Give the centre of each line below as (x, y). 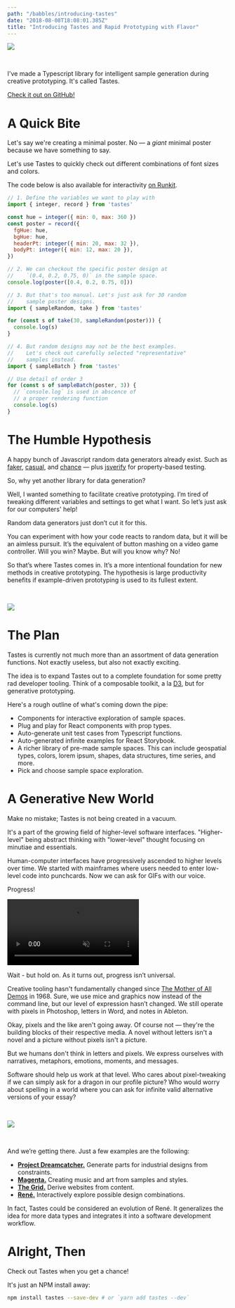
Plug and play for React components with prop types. (94, 725)
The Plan (33, 635)
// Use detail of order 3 (45, 379)
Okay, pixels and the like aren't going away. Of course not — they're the (111, 1024)
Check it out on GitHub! (41, 95)
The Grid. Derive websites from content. (76, 1187)
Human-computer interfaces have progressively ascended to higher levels (115, 860)
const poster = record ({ (43, 224)
